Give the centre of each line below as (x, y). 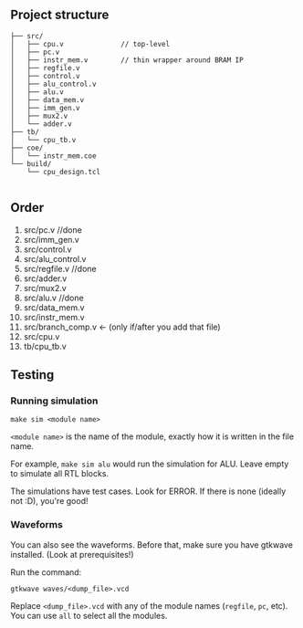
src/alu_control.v (55, 258)
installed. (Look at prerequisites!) (72, 554)
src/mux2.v (45, 288)
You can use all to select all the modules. (89, 615)
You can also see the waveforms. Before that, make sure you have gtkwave (151, 544)
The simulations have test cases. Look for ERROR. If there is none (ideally (148, 491)
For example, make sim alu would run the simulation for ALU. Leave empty (150, 464)
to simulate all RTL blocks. (59, 474)
